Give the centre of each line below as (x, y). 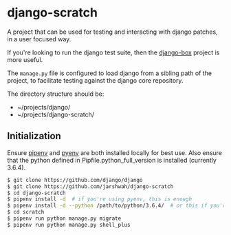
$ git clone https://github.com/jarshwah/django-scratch (90, 186)
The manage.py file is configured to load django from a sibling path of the (109, 73)
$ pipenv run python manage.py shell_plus (69, 225)
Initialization (34, 136)
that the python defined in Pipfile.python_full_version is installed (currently (112, 160)
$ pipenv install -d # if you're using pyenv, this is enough (100, 199)
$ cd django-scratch (37, 193)
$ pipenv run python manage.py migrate (64, 218)
